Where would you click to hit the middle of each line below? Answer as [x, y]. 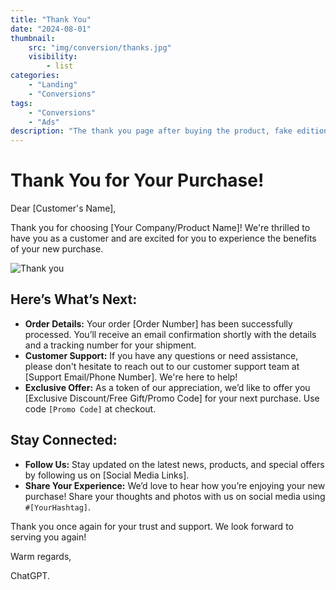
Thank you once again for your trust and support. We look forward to [152, 526]
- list [60, 66]
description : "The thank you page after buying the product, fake [151, 131]
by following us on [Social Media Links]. [107, 475]
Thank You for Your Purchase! [137, 180]
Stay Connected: [64, 440]
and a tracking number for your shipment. [110, 345]
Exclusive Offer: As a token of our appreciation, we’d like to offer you [167, 387]
